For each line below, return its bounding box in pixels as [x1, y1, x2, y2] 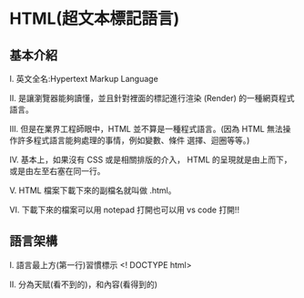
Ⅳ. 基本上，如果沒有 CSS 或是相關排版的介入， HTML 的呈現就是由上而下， [9, 154, 292, 165]
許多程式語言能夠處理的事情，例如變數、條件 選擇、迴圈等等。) [16, 135, 250, 146]
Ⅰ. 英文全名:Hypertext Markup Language [9, 74, 159, 84]
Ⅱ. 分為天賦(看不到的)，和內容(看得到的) [9, 279, 157, 290]
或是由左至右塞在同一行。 [9, 166, 106, 176]
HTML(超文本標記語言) [9, 8, 180, 29]
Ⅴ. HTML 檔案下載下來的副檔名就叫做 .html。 [9, 185, 177, 196]
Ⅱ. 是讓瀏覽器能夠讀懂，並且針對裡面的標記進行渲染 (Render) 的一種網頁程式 [9, 93, 295, 103]
